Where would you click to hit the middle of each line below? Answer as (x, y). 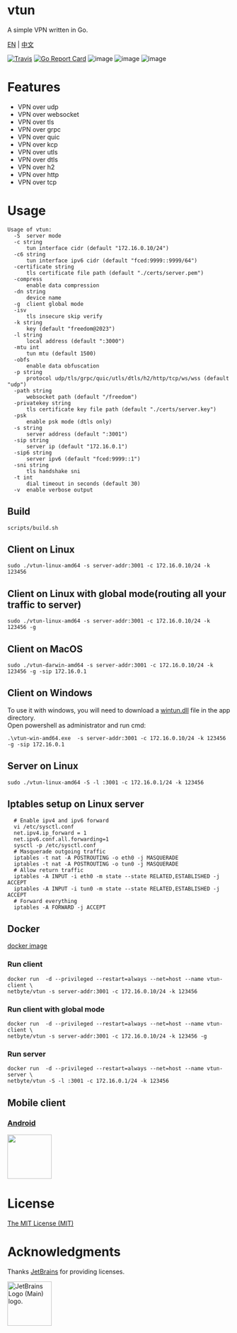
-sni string (31, 465)
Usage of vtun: (30, 229)
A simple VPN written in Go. (48, 30)
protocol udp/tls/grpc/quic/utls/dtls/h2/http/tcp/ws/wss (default (128, 378)
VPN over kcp (37, 144)
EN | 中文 (21, 44)
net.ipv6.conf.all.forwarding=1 (62, 839)
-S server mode (37, 236)
